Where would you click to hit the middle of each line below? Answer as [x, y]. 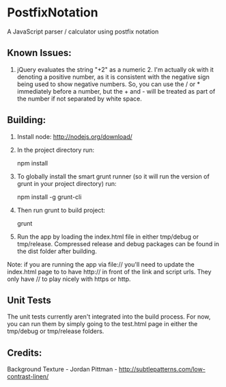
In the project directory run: [55, 150]
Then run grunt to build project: [61, 210]
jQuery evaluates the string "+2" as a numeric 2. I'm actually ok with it [115, 69]
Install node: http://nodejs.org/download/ [75, 136]
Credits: [25, 352]
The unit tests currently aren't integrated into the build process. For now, [109, 317]
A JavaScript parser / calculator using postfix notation [83, 31]
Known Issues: [39, 53]
